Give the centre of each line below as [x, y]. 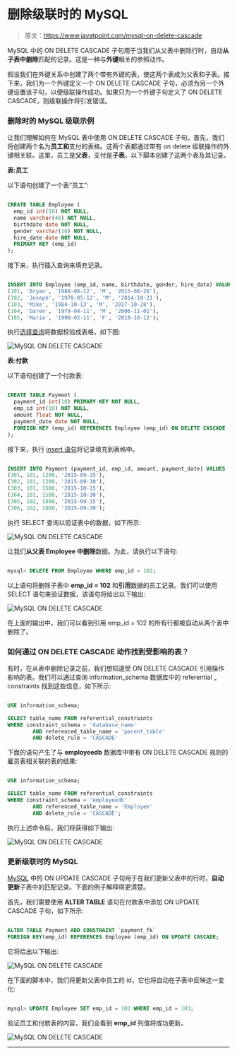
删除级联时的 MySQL [68, 14]
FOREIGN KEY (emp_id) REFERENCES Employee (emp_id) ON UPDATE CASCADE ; [113, 937]
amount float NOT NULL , [48, 415]
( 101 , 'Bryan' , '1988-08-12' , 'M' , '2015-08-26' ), [83, 291]
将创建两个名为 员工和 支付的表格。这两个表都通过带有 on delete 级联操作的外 [119, 146]
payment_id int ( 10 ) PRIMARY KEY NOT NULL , [77, 402]
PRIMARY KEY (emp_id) [45, 244]
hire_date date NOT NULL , [52, 237]
